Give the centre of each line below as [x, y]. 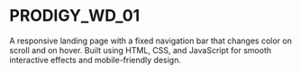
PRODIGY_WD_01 [75, 16]
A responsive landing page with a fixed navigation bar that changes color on [151, 41]
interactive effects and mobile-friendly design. [96, 60]
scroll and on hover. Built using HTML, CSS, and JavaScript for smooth [141, 50]
